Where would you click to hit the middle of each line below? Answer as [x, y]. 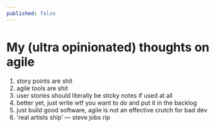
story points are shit [44, 81]
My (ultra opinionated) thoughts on [108, 47]
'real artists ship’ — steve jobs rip [63, 117]
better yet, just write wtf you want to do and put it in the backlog [107, 103]
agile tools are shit [42, 88]
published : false [31, 13]
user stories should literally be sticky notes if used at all [94, 95]
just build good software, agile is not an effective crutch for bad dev [112, 110]
